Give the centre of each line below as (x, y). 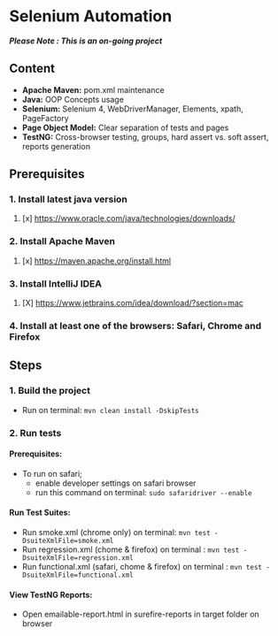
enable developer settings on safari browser (116, 483)
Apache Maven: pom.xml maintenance (93, 89)
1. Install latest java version (69, 199)
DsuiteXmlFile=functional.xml (78, 575)
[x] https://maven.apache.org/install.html (96, 261)
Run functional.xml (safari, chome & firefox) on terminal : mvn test (142, 566)
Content (32, 69)
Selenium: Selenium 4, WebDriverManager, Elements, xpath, (132, 109)
